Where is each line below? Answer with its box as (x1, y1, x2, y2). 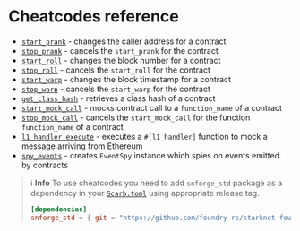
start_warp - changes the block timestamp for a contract (21, 73, 232, 84)
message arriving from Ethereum (21, 141, 143, 151)
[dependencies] (30, 204, 88, 214)
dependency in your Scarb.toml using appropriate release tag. (30, 187, 261, 198)
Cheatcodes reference (8, 6, 180, 27)
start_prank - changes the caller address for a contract (21, 36, 227, 47)
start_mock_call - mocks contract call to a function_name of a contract (21, 102, 283, 113)
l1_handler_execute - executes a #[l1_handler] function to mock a (21, 131, 268, 141)
